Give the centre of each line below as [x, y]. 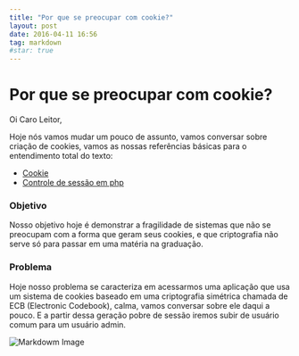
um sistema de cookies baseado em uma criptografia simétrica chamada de [149, 296]
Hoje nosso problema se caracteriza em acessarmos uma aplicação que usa [149, 286]
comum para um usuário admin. [68, 324]
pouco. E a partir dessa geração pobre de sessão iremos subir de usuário [144, 315]
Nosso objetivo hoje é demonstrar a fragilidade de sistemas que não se [140, 225]
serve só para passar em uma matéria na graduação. [106, 244]
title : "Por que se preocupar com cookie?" [91, 17]
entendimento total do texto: [61, 156]
